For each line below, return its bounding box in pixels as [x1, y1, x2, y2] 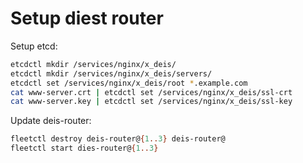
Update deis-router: [10, 115, 92, 127]
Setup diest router [10, 7, 164, 30]
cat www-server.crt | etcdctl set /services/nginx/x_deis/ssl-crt [10, 87, 293, 97]
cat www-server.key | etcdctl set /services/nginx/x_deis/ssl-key [10, 97, 293, 107]
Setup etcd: [10, 40, 58, 52]
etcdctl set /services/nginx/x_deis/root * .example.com [10, 78, 248, 88]
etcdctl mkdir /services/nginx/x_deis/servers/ [10, 68, 213, 79]
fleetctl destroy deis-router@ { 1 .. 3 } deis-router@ [10, 134, 226, 144]
